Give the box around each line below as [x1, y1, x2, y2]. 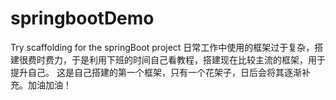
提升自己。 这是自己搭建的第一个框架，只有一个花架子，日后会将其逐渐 [10, 66, 302, 78]
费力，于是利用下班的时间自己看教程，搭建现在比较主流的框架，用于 [44, 53, 326, 66]
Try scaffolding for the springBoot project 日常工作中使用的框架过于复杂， [10, 41, 315, 53]
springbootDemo [10, 7, 155, 30]
